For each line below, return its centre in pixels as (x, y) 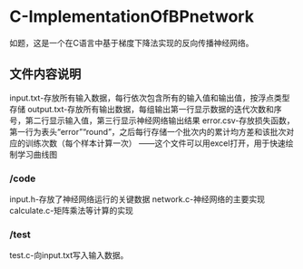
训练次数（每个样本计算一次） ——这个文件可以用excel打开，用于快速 (155, 143)
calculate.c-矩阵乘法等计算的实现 (71, 211)
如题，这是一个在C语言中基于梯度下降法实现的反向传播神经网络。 (132, 43)
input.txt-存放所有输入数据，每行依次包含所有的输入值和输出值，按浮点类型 (150, 98)
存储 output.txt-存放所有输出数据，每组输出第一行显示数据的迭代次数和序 (146, 109)
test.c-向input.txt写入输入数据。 (69, 255)
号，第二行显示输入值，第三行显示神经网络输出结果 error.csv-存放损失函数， (152, 120)
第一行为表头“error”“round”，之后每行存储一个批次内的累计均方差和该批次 (148, 131)
